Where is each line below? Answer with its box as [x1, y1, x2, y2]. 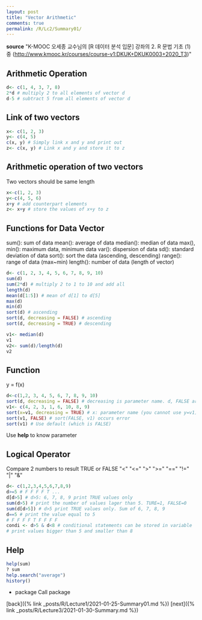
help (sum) [6, 561, 31, 567]
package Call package [14, 589, 71, 596]
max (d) [6, 298, 23, 304]
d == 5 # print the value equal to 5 [6, 511, 96, 517]
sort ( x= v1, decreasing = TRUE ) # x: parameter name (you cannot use [6, 409, 182, 415]
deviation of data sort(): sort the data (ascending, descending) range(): [6, 252, 182, 260]
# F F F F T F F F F [6, 517, 58, 523]
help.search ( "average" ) [6, 572, 66, 578]
